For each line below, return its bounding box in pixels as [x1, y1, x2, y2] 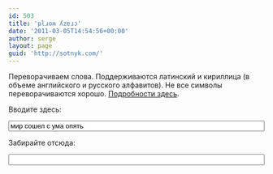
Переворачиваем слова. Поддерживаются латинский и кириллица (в [8, 72, 250, 81]
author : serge [8, 34, 57, 43]
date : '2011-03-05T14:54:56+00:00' [8, 27, 129, 35]
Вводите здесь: [8, 104, 63, 114]
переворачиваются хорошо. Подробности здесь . [8, 89, 180, 98]
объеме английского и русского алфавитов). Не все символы [8, 80, 223, 90]
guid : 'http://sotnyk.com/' [8, 49, 104, 57]
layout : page [8, 42, 53, 50]
